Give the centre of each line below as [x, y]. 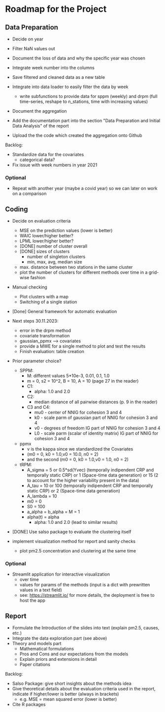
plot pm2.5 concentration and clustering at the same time [78, 551]
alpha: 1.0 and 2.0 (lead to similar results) [76, 522]
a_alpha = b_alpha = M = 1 [53, 512]
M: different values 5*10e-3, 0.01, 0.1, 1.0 [68, 376]
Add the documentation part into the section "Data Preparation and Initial [86, 121]
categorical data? [37, 160]
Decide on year [28, 39]
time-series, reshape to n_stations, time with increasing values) [84, 101]
